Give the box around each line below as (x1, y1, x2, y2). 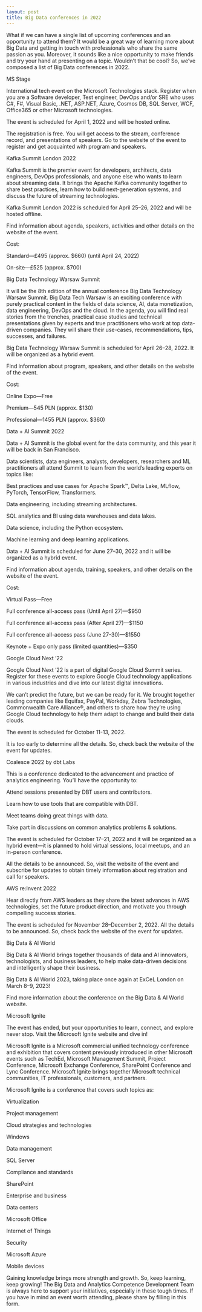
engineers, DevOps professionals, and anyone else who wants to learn (6, 172, 182, 180)
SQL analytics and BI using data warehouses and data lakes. (6, 512, 157, 519)
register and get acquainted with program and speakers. (6, 143, 147, 150)
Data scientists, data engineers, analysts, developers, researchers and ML (6, 458, 191, 465)
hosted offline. (6, 210, 42, 217)
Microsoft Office (6, 1215, 47, 1223)
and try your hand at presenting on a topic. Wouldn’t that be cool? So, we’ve (6, 57, 196, 64)
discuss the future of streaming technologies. (6, 192, 120, 199)
